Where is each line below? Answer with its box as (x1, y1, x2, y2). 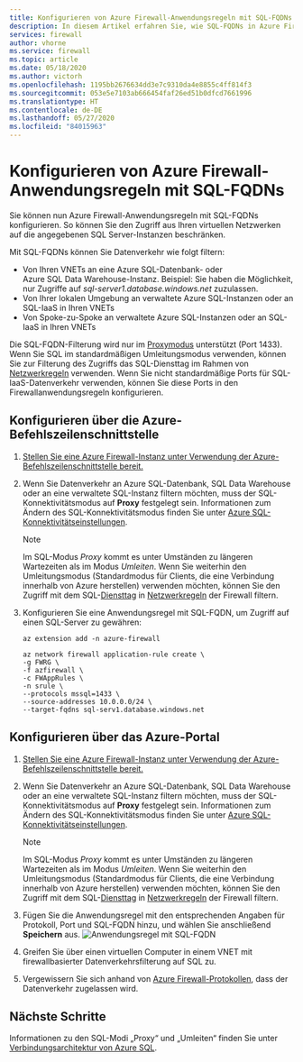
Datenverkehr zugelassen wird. (22, 983, 139, 993)
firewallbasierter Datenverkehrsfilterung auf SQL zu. (22, 956, 216, 966)
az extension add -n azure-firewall (22, 634, 161, 643)
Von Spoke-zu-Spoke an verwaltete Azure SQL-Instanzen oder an (22, 312, 268, 323)
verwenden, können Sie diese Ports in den (80, 377, 239, 388)
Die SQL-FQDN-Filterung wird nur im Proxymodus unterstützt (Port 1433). (9, 339, 282, 350)
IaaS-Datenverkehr (9, 377, 79, 388)
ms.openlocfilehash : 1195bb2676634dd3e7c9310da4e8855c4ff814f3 (9, 80, 252, 89)
